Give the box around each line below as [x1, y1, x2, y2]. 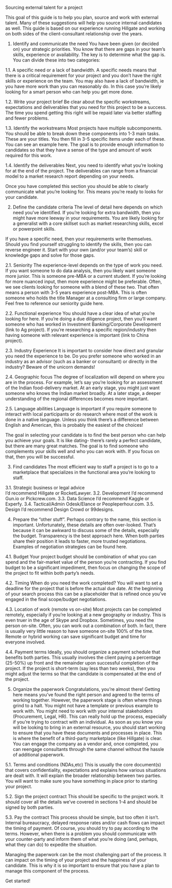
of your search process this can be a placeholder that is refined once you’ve [5, 591, 166, 597]
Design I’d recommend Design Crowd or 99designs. [5, 506, 114, 513]
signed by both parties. [5, 804, 54, 810]
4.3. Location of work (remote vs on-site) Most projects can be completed [5, 606, 161, 612]
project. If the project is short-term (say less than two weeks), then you [5, 665, 155, 671]
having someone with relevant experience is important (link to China [5, 332, 149, 338]
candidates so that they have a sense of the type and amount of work [5, 147, 152, 153]
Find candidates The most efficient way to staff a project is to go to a [12, 464, 158, 469]
